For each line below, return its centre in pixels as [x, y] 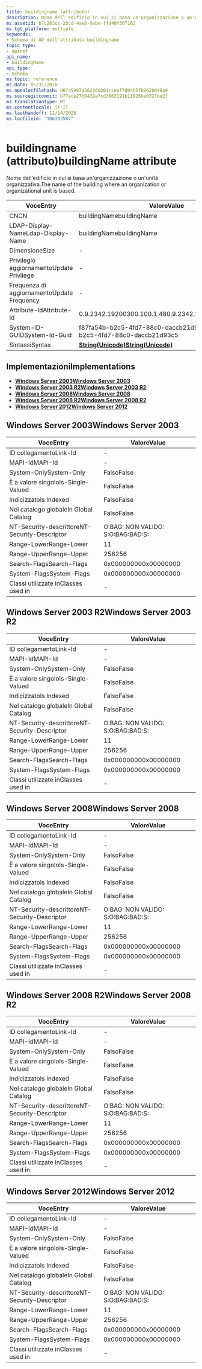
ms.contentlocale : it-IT [37, 107]
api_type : [19, 68]
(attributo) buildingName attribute [91, 161]
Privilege [22, 275]
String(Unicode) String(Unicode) [126, 345]
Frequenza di [28, 286]
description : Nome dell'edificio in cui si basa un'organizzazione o [95, 18]
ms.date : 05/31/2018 [32, 85]
